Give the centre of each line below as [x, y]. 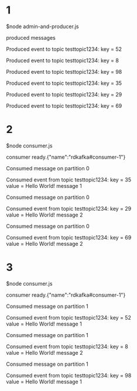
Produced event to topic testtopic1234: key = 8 [62, 60]
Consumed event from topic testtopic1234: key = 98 [69, 375]
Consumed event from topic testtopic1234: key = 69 [69, 237]
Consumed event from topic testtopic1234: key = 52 [69, 317]
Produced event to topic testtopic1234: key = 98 [64, 71]
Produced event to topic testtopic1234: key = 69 [64, 105]
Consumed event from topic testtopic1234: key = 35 [69, 180]
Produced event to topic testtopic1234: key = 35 [64, 83]
